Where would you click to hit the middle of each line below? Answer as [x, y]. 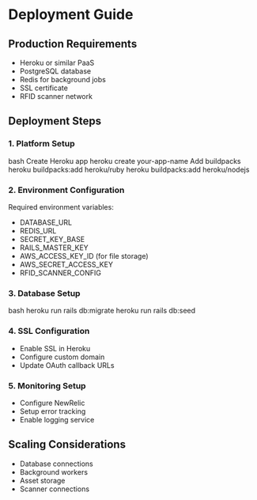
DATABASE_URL [46, 222]
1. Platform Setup [42, 144]
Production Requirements [73, 44]
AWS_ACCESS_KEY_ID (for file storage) [84, 256]
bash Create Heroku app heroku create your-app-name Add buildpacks [125, 161]
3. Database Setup [44, 293]
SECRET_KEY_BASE [52, 239]
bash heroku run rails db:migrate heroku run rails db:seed [102, 311]
